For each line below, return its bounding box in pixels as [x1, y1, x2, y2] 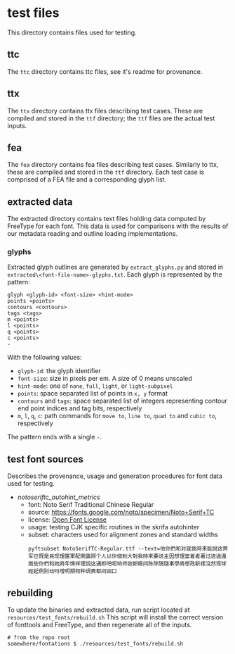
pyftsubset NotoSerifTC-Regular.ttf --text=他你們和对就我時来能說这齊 [27, 546, 228, 553]
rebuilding [7, 586, 53, 599]
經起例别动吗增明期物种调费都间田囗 [27, 568, 117, 575]
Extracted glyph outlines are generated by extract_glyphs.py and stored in [7, 263, 224, 272]
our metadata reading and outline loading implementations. [7, 229, 178, 238]
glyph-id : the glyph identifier [17, 367, 102, 375]
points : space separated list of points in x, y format [17, 389, 168, 398]
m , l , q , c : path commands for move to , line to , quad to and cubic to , [17, 412, 217, 420]
